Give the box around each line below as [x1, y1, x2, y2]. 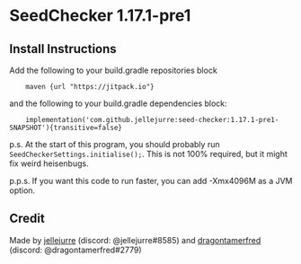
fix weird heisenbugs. [9, 158, 89, 169]
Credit [9, 211, 45, 226]
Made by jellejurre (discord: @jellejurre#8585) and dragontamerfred [9, 234, 261, 245]
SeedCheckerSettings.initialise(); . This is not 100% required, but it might [9, 149, 288, 159]
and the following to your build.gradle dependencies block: [9, 98, 227, 109]
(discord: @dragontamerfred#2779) [9, 244, 142, 255]
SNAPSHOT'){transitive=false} [9, 123, 123, 132]
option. [9, 185, 36, 196]
